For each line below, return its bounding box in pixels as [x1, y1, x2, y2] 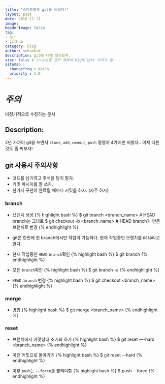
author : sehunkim [5, 48, 41, 53]
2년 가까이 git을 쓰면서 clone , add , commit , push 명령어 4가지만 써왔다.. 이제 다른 [5, 139, 160, 145]
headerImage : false [5, 26, 45, 30]
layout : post [5, 12, 32, 17]
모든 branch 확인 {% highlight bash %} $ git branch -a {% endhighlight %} [12, 266, 160, 273]
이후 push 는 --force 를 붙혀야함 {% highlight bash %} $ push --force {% [12, 368, 155, 374]
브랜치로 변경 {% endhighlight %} [12, 224, 79, 230]
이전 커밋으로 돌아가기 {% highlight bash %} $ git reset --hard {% [12, 352, 143, 358]
